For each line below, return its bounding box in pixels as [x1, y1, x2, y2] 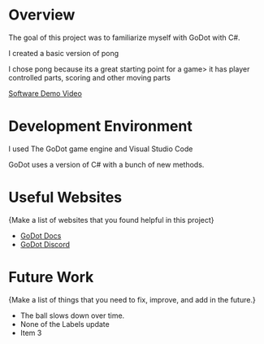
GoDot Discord [19, 239, 71, 249]
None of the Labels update [19, 319, 110, 329]
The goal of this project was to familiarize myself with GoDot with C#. [8, 33, 241, 42]
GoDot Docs [19, 230, 62, 241]
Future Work [8, 268, 94, 286]
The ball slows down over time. [19, 311, 125, 320]
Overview [8, 6, 76, 24]
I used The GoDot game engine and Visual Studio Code [8, 144, 193, 154]
